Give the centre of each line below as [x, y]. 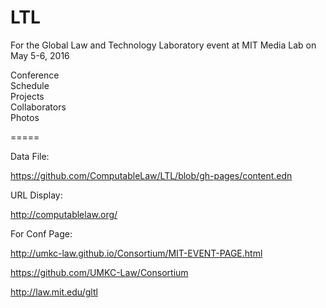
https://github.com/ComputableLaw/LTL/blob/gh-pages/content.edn [151, 175]
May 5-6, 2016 [40, 55]
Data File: [30, 156]
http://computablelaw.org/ [64, 214]
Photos [25, 117]
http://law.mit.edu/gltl [54, 292]
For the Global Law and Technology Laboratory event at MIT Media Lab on [163, 45]
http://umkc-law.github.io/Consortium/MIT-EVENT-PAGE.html [136, 253]
